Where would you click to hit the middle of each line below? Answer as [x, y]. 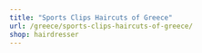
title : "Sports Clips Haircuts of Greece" [91, 18]
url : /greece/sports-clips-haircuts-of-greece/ [101, 26]
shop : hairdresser [44, 34]
